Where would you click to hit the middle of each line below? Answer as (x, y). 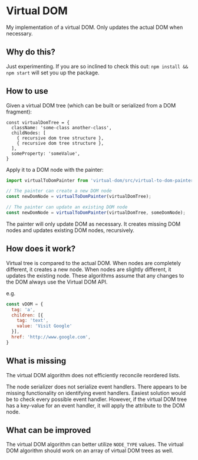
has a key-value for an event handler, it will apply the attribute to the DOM (95, 405)
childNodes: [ (29, 133)
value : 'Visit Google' (44, 326)
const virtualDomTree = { (38, 122)
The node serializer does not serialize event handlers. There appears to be (97, 386)
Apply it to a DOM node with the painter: (55, 169)
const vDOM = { (25, 304)
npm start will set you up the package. (53, 73)
